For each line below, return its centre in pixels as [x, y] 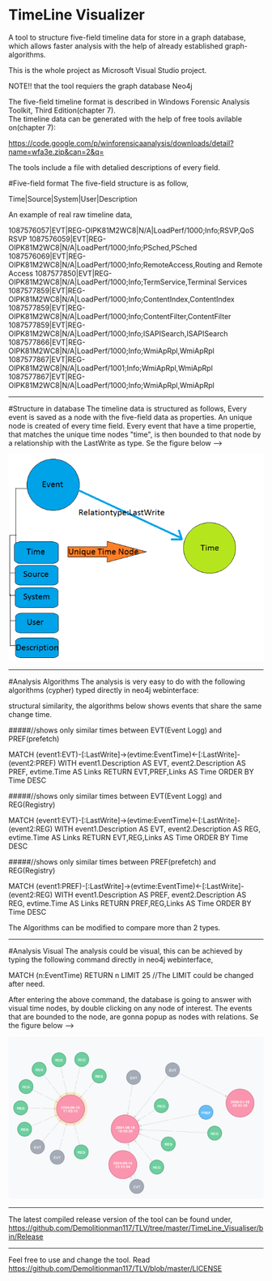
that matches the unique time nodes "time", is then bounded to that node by [135, 434]
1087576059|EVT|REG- [68, 239]
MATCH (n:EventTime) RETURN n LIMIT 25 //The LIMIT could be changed [131, 975]
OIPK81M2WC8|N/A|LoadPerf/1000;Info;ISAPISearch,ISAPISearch [118, 333]
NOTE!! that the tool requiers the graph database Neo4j [100, 86]
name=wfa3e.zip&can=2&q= [56, 152]
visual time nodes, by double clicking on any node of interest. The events [130, 1008]
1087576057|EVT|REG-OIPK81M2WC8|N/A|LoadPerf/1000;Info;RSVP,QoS [132, 230]
